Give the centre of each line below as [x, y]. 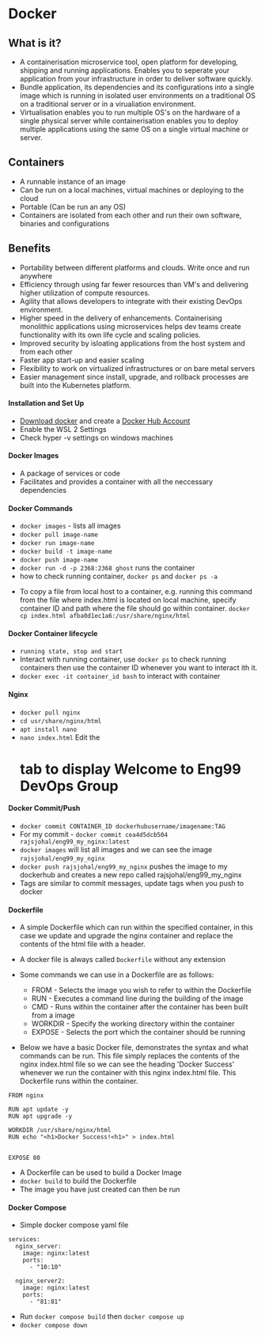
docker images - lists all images [70, 526]
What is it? [35, 43]
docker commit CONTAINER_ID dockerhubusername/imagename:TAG [123, 827]
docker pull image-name [59, 535]
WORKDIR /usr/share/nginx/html [60, 1131]
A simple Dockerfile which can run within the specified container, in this [136, 927]
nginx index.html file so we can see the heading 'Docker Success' [127, 1064]
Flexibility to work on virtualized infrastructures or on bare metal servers [137, 368]
